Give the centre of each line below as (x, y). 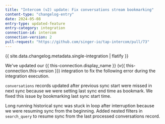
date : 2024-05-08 (23, 19)
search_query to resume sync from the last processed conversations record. (82, 116)
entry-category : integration (35, 28)
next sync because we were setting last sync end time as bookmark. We (79, 91)
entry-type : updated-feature (35, 23)
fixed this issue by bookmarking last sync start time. (58, 96)
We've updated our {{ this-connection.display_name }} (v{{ (65, 65)
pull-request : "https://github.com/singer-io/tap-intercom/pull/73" (77, 42)
